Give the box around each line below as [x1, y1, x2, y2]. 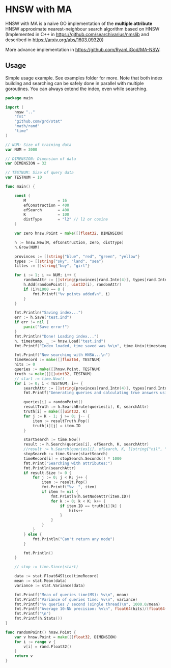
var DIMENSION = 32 [5, 161, 47, 166]
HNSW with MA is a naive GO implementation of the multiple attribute [5, 20, 153, 26]
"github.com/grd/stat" [14, 119, 63, 124]
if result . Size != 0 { [23, 470, 72, 476]
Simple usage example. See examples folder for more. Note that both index [5, 75, 163, 81]
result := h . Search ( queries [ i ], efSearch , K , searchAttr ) [23, 442, 149, 447]
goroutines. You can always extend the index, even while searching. [5, 86, 148, 92]
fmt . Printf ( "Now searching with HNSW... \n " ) [14, 352, 110, 357]
